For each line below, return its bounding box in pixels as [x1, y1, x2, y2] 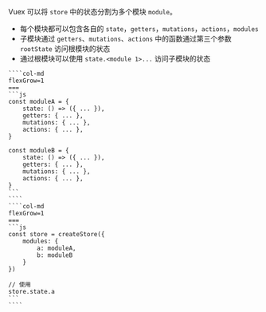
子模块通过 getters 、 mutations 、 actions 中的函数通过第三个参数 [19, 34, 233, 43]
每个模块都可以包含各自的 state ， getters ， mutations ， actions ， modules [19, 24, 259, 34]
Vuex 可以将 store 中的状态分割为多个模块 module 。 [8, 7, 177, 16]
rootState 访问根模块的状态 [19, 44, 111, 53]
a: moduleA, [37, 244, 77, 252]
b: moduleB [37, 251, 73, 259]
